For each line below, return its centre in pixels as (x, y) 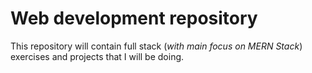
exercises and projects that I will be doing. (97, 56)
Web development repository (134, 18)
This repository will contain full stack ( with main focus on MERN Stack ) (156, 46)
